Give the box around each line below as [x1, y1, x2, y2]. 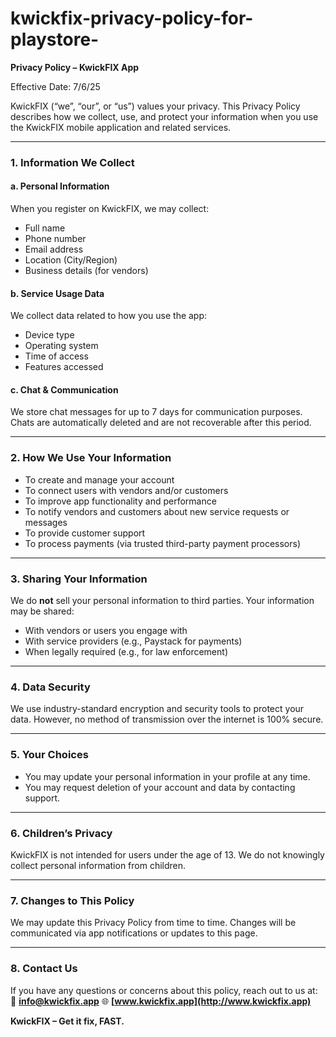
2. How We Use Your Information [10, 451, 172, 465]
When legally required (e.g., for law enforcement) [24, 646, 228, 658]
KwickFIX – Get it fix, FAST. [10, 1015, 125, 1027]
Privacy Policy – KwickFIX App [10, 61, 140, 73]
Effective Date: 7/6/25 [10, 80, 101, 92]
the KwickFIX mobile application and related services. [10, 121, 232, 133]
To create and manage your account [24, 473, 175, 486]
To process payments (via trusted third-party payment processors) [24, 537, 302, 549]
